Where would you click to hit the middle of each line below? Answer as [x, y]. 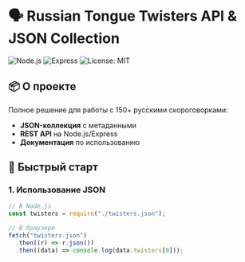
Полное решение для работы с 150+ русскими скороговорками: [119, 110]
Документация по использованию [80, 142]
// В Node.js [30, 206]
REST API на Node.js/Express [69, 134]
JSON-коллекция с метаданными [78, 125]
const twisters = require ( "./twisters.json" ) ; [87, 214]
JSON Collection [64, 39]
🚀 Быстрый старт [53, 168]
